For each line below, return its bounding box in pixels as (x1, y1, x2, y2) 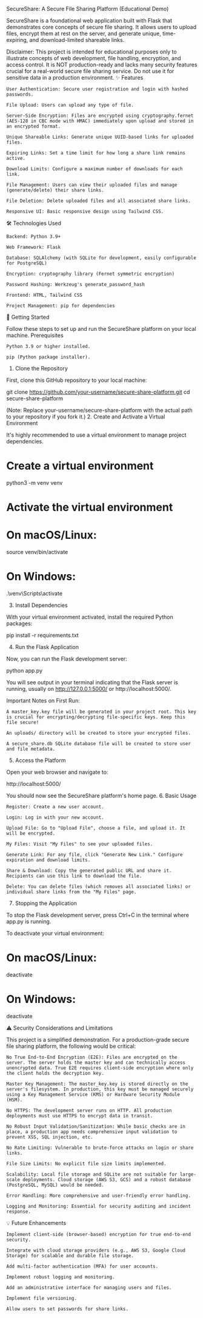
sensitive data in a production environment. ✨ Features (6, 74, 144, 81)
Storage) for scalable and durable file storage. (6, 1252, 135, 1258)
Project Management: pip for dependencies (6, 303, 115, 309)
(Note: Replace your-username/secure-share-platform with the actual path (6, 407, 193, 414)
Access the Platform (15, 757, 66, 764)
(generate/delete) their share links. (6, 187, 104, 193)
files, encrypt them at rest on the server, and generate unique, (6, 30, 162, 37)
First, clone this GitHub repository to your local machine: (6, 376, 147, 384)
